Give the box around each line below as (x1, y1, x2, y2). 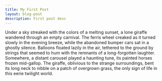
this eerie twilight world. (5, 71, 54, 77)
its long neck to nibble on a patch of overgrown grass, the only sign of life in (5, 65, 158, 71)
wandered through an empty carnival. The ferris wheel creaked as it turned (5, 34, 156, 40)
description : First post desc (5, 16, 67, 21)
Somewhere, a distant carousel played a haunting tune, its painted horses (5, 55, 152, 61)
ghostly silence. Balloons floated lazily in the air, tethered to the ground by (5, 45, 154, 51)
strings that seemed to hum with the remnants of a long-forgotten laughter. (5, 50, 156, 56)
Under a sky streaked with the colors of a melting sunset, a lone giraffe (5, 30, 147, 35)
